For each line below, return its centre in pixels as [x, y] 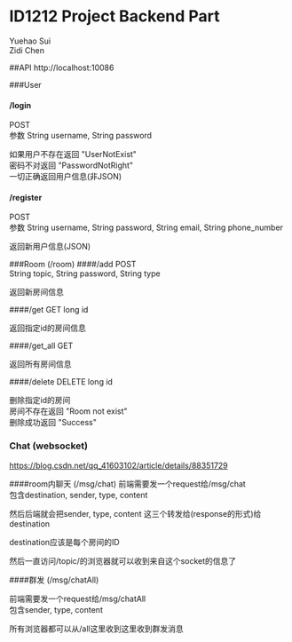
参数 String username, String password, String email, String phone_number [146, 227]
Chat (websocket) [49, 446]
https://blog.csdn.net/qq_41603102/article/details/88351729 [118, 465]
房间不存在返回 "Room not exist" [68, 411]
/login [20, 105]
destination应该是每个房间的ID [64, 542]
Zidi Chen [27, 50]
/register [26, 197]
